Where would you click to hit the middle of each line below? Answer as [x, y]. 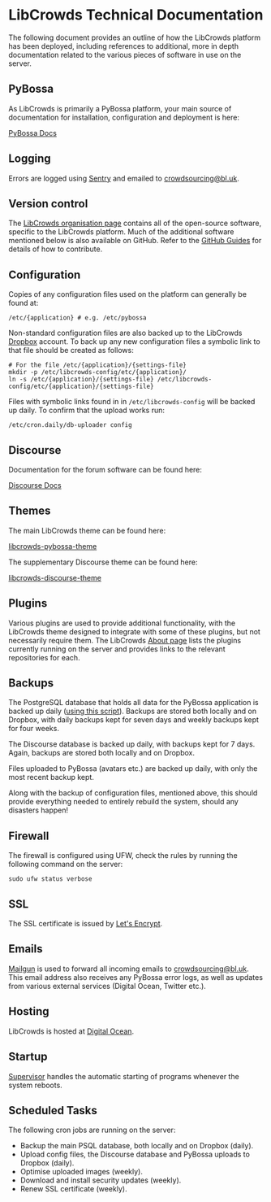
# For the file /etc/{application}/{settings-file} [97, 365]
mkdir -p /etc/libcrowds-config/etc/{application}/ [97, 372]
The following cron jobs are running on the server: [92, 1130]
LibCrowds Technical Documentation [136, 15]
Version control [48, 204]
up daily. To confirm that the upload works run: [86, 410]
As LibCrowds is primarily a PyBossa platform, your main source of [120, 108]
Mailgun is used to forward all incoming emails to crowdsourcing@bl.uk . [129, 969]
